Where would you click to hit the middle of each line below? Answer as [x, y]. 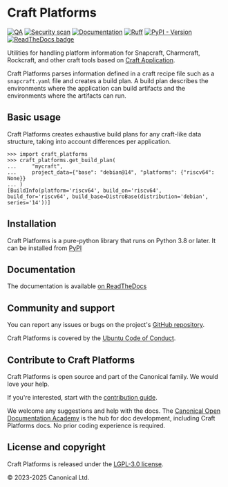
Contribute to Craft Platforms [71, 360]
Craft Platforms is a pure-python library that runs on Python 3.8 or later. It [112, 240]
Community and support [61, 308]
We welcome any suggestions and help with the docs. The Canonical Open [114, 411]
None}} [17, 178]
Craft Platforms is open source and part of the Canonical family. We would [113, 377]
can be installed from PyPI [45, 248]
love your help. [28, 384]
